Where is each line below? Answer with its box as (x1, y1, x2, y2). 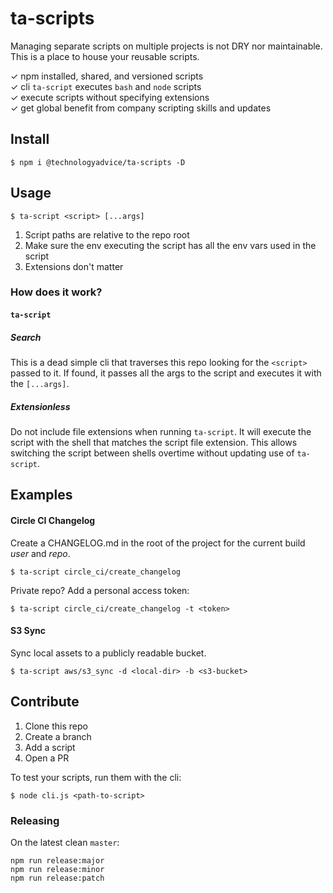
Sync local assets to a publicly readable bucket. (10, 647, 207, 659)
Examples (10, 487, 73, 504)
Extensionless (10, 400, 71, 412)
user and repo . (10, 547, 71, 559)
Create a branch (24, 730, 92, 742)
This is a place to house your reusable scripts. (10, 50, 200, 62)
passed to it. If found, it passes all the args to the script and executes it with (10, 367, 322, 379)
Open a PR (24, 752, 70, 764)
